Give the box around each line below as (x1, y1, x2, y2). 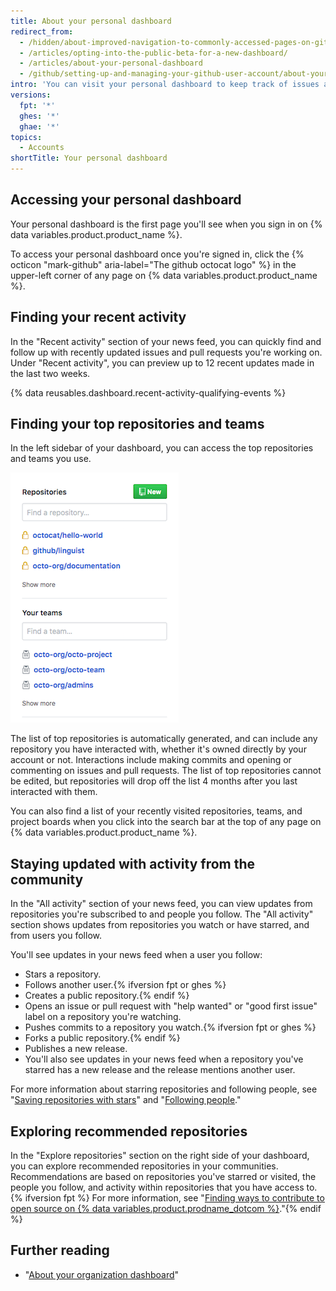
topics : (10, 132, 43, 142)
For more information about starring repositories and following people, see (10, 1083, 318, 1095)
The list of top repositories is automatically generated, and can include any (10, 733, 318, 745)
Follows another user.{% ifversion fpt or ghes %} (24, 979, 227, 991)
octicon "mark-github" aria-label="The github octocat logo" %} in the (10, 258, 297, 270)
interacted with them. (10, 786, 98, 798)
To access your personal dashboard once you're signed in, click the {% (10, 248, 305, 260)
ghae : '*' (19, 121, 60, 132)
